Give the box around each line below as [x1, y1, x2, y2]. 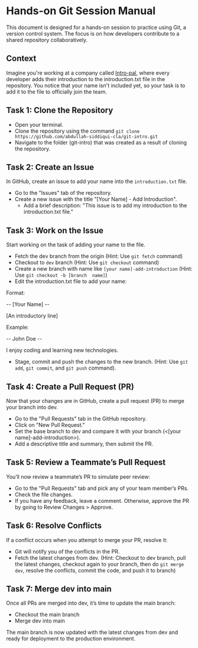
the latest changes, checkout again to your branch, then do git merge [14, 560, 184, 567]
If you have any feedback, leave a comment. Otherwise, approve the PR [14, 497, 190, 504]
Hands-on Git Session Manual [6, 4, 156, 18]
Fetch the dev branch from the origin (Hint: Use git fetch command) [14, 253, 183, 260]
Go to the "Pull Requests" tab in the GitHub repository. [14, 415, 147, 422]
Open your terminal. [14, 121, 64, 128]
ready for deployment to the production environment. [6, 635, 136, 642]
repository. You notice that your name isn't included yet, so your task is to [6, 82, 186, 89]
